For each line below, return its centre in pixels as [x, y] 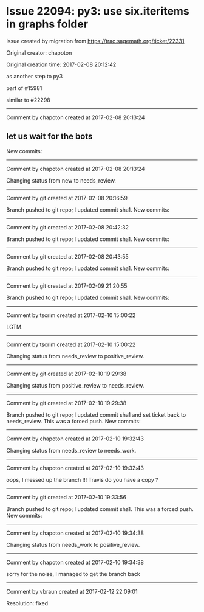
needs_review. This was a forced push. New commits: [73, 421]
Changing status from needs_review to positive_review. [75, 356]
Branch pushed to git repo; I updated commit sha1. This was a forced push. [100, 509]
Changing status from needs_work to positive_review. [73, 544]
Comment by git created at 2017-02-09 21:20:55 [67, 286]
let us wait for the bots [49, 137]
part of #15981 [24, 88]
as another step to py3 [35, 76]
